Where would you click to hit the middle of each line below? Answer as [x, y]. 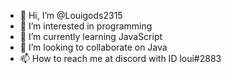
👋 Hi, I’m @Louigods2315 [71, 15]
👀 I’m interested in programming [86, 26]
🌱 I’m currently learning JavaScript [91, 36]
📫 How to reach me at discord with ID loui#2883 [120, 58]
